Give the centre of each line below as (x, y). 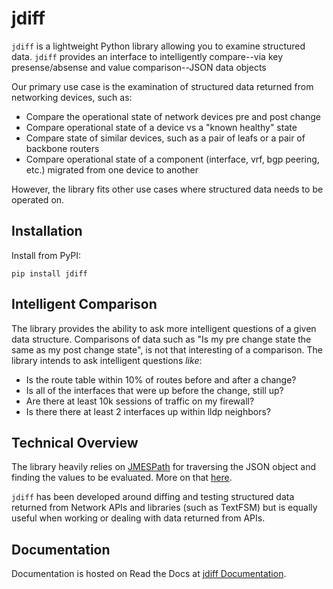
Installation (47, 231)
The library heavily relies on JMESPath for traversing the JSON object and (164, 467)
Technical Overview (75, 442)
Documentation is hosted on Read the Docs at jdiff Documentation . (149, 574)
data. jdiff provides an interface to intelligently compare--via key (147, 56)
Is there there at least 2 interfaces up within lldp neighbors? (148, 411)
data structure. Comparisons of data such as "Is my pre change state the (161, 339)
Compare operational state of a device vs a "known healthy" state (161, 127)
